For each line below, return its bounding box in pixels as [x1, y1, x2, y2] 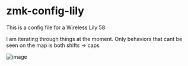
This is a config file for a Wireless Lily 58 [6, 24, 106, 31]
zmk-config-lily [6, 4, 85, 18]
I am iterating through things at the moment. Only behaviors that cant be [6, 35, 183, 42]
